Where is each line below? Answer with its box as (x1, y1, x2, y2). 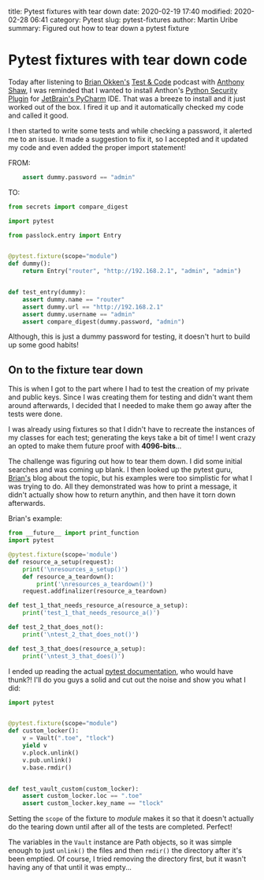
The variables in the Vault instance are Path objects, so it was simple (8, 837, 232, 847)
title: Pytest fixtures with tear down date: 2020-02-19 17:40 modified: (8, 7, 232, 16)
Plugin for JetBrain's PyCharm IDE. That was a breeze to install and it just (8, 94, 246, 103)
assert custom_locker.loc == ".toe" (22, 792, 143, 800)
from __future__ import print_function (8, 529, 139, 537)
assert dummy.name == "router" (22, 295, 125, 303)
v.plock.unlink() (22, 749, 80, 757)
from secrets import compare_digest (8, 203, 128, 211)
